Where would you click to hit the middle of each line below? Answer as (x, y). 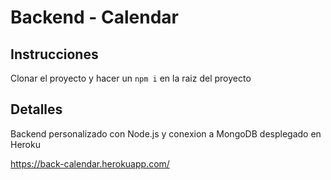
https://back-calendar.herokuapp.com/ (90, 163)
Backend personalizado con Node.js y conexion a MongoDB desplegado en (166, 133)
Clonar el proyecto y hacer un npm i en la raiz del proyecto (131, 78)
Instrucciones (54, 54)
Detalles (36, 109)
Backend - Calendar (94, 17)
